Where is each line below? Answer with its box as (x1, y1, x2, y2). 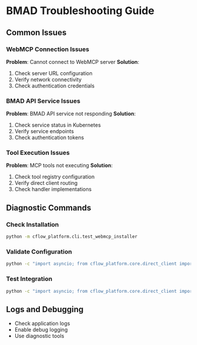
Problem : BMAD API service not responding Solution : (6, 110, 136, 117)
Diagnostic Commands (6, 202, 91, 212)
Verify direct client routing (14, 180, 78, 187)
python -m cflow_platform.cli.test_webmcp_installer (6, 234, 138, 240)
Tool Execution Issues (6, 148, 70, 157)
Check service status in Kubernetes (14, 121, 101, 128)
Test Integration (6, 275, 53, 283)
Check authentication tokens (14, 134, 84, 141)
